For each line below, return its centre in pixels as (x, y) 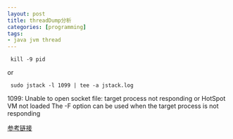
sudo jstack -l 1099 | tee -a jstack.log (72, 85)
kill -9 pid (28, 60)
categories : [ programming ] (47, 27)
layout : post (26, 14)
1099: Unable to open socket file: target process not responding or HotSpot (116, 99)
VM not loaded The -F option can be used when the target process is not (113, 106)
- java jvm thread (34, 40)
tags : (15, 34)
